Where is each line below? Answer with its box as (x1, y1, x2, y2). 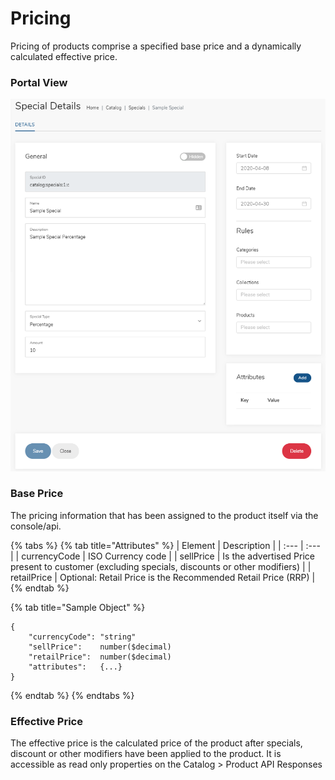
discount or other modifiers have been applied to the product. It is (10, 748, 282, 760)
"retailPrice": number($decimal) (28, 652, 172, 662)
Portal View (10, 75, 68, 89)
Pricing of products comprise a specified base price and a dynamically (10, 40, 302, 52)
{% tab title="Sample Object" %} (10, 601, 146, 613)
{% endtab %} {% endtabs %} (10, 689, 135, 701)
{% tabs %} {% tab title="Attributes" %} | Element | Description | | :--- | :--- (10, 539, 321, 551)
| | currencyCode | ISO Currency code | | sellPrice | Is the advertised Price (10, 550, 316, 562)
